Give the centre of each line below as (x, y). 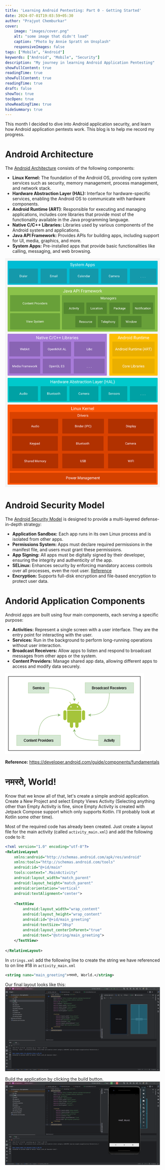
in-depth (14, 524)
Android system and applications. (46, 230)
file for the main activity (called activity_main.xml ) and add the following (79, 832)
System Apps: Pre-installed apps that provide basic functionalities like (84, 246)
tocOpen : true (20, 99)
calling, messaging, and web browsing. (52, 251)
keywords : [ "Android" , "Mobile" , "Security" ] (52, 57)
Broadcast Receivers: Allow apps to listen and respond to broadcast (82, 650)
